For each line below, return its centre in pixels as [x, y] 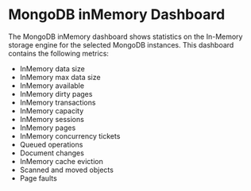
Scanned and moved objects [66, 170]
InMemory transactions [58, 102]
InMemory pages [48, 128]
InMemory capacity [52, 111]
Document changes [52, 153]
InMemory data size [52, 68]
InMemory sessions [52, 119]
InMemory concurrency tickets [70, 136]
